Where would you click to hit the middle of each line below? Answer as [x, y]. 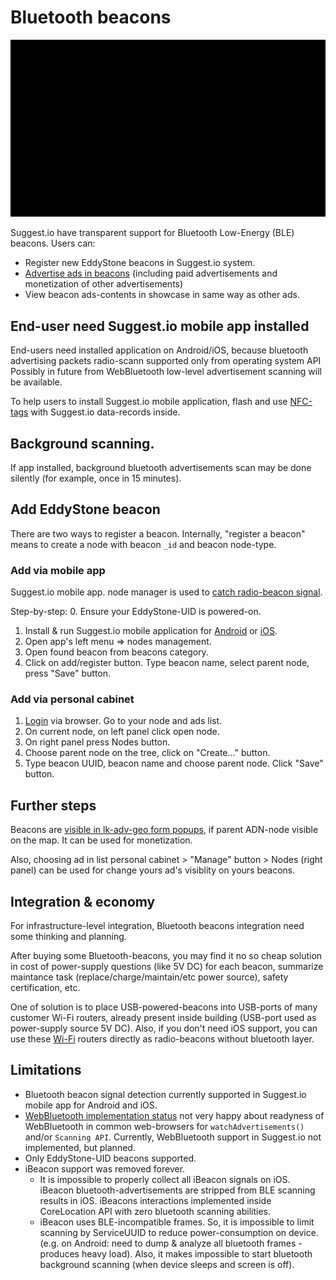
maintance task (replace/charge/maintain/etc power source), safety [149, 977]
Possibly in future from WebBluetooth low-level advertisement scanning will [166, 372]
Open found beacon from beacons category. [116, 652]
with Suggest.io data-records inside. [105, 412]
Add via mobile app [58, 570]
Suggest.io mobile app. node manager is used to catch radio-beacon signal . [166, 592]
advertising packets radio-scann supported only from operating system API [166, 361]
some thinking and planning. [68, 937]
